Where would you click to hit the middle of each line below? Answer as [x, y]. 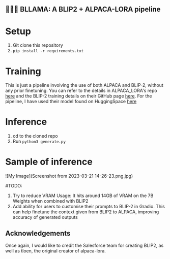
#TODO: [14, 186]
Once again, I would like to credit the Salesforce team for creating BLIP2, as [84, 245]
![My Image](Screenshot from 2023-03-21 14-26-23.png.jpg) [69, 176]
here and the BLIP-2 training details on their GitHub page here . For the [79, 96]
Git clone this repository [38, 45]
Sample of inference [49, 162]
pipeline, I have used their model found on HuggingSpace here [71, 102]
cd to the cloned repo [35, 136]
